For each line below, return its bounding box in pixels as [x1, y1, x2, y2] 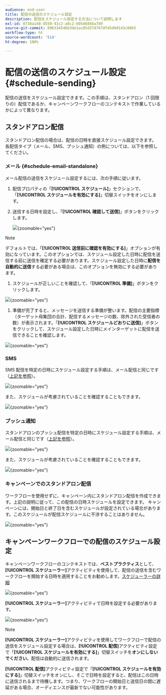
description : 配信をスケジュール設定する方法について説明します [5, 16, 122, 21]
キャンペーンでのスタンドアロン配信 [5, 481, 92, 487]
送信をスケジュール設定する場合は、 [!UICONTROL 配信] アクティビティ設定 [5, 642, 158, 649]
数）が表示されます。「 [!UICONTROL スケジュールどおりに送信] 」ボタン [12, 320, 159, 325]
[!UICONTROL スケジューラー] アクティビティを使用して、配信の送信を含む [5, 567, 157, 573]
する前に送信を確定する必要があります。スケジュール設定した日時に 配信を [9, 257, 161, 263]
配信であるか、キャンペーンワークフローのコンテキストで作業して [18, 101, 153, 107]
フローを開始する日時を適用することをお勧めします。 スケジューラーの [13, 573, 157, 579]
